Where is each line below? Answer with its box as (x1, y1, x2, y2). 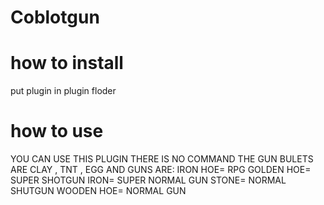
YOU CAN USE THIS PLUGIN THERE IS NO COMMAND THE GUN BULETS (10, 153, 314, 165)
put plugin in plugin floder (10, 85, 117, 97)
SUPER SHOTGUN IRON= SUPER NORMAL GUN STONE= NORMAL (10, 174, 287, 186)
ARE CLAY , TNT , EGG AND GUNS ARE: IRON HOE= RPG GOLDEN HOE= (10, 164, 312, 176)
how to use (10, 120, 104, 143)
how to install (10, 52, 124, 75)
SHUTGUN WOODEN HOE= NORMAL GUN (10, 185, 187, 197)
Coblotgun (10, 6, 100, 29)
